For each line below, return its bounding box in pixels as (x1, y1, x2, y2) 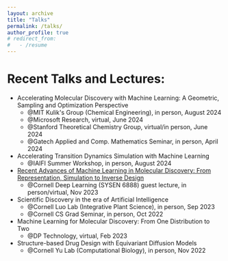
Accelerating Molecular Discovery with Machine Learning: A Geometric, (16, 94, 220, 102)
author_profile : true (7, 29, 69, 36)
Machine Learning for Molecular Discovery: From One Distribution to (16, 217, 210, 225)
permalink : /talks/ (7, 23, 63, 29)
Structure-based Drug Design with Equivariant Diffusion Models (16, 238, 197, 247)
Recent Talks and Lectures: (7, 71, 166, 87)
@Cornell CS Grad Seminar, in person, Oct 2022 (27, 210, 164, 218)
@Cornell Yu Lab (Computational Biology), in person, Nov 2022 (27, 246, 206, 254)
